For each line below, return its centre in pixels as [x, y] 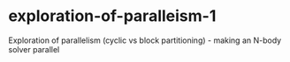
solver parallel [34, 49]
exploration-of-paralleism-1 [112, 16]
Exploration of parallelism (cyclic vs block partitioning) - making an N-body [145, 40]
